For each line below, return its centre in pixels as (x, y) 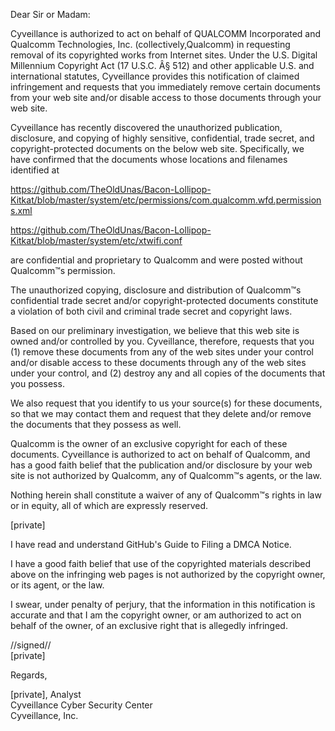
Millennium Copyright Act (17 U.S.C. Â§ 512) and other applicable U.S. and (162, 65)
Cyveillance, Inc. (44, 715)
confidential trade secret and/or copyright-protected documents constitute (164, 300)
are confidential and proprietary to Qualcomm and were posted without (156, 260)
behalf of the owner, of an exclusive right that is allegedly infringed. (149, 625)
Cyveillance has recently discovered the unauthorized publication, (146, 127)
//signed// (31, 645)
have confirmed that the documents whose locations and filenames (149, 159)
